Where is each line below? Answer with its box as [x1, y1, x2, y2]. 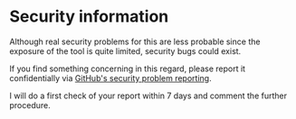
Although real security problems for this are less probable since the [9, 36, 261, 47]
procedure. [9, 99, 52, 110]
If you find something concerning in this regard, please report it [9, 63, 246, 74]
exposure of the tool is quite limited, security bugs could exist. [9, 45, 242, 56]
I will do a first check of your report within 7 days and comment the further [9, 90, 288, 101]
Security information [9, 6, 169, 27]
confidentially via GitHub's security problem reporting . [9, 72, 212, 83]
